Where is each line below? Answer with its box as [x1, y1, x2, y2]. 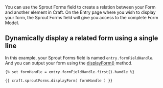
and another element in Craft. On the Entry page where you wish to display [5, 9, 156, 15]
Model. [5, 20, 20, 26]
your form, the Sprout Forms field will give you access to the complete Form [5, 15, 159, 20]
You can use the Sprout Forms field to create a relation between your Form [5, 4, 156, 10]
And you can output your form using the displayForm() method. [5, 60, 133, 66]
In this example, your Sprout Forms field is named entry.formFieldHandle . [5, 55, 154, 60]
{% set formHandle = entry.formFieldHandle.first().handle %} [5, 69, 135, 74]
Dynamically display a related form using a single [5, 34, 158, 42]
